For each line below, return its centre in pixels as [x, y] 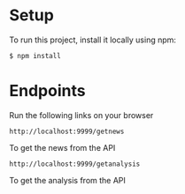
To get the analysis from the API [68, 180]
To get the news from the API [62, 147]
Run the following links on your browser [81, 115]
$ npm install [35, 56]
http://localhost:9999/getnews [67, 131]
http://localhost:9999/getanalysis [75, 164]
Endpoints [47, 91]
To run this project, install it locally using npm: [93, 40]
